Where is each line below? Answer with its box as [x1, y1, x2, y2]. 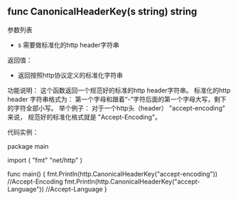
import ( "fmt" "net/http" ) [7, 156, 83, 164]
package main [7, 142, 49, 150]
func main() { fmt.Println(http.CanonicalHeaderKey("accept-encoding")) [7, 169, 218, 178]
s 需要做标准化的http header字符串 [17, 41, 119, 49]
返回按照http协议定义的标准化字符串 [17, 70, 123, 79]
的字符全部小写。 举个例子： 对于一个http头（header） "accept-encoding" [7, 103, 226, 112]
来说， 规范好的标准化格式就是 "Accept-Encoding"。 [7, 112, 161, 121]
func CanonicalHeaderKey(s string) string [7, 6, 198, 18]
